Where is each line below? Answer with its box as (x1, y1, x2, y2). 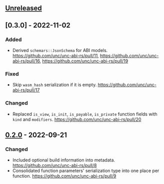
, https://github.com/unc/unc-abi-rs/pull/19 (39, 58, 128, 64)
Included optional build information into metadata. (12, 157, 115, 163)
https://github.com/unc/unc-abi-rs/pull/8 (12, 162, 97, 168)
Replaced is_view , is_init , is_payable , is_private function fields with (12, 111, 157, 117)
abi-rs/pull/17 (12, 87, 40, 93)
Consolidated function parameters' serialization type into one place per (12, 167, 159, 174)
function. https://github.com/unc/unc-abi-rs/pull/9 (12, 173, 116, 179)
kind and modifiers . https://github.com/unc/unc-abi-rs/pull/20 (12, 116, 141, 122)
